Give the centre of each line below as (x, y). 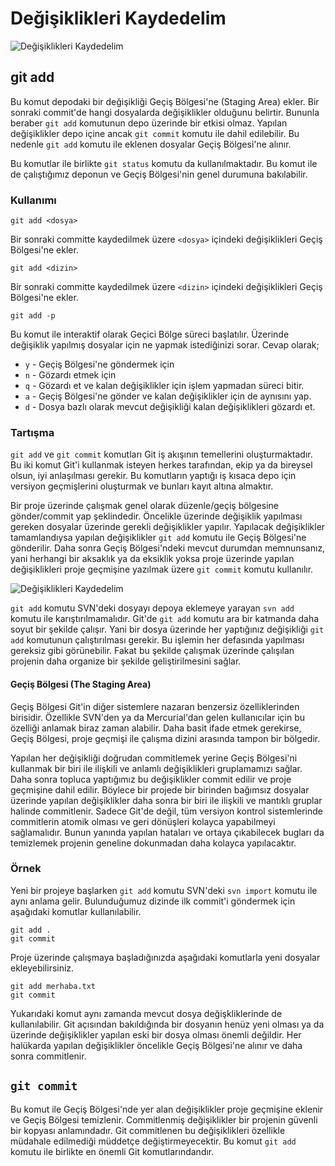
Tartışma (32, 432)
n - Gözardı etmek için (70, 375)
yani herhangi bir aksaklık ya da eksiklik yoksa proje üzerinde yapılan (152, 559)
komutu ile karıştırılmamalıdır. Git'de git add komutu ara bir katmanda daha (165, 619)
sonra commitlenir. (48, 1056)
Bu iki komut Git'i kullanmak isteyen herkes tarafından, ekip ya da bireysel (161, 465)
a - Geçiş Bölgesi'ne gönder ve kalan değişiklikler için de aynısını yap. (168, 396)
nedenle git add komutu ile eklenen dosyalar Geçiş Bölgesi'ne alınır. (151, 144)
